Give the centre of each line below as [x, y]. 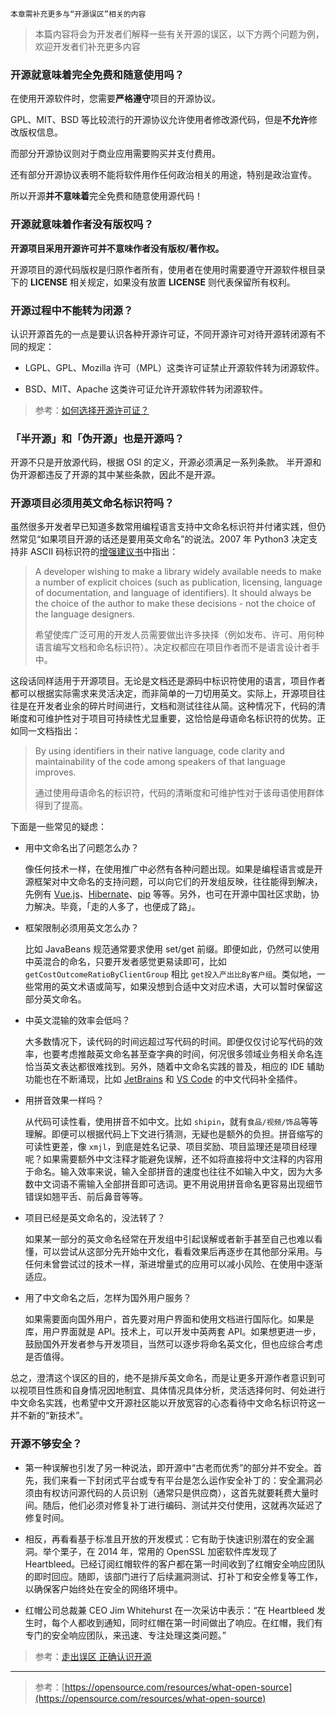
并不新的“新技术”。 [49, 1415]
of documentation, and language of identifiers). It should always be [173, 593]
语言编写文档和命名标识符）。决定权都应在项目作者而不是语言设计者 [173, 647]
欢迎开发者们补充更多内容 [87, 46]
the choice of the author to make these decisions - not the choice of [175, 604]
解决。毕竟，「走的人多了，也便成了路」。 [117, 907]
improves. [55, 772]
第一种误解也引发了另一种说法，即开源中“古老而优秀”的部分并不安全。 [169, 1467]
